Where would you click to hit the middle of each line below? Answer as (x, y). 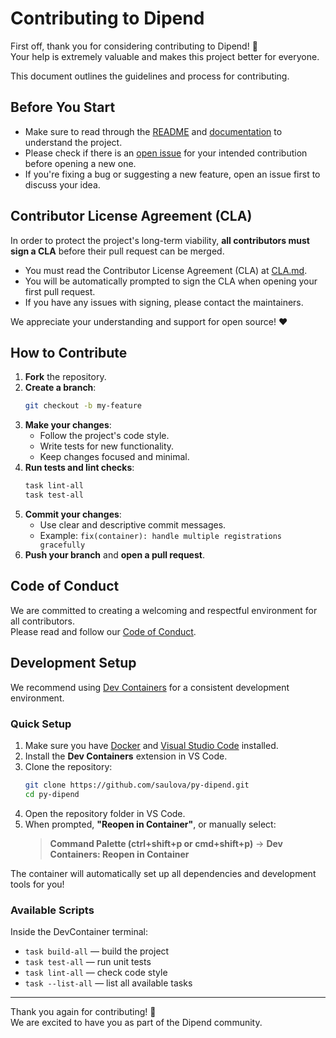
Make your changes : (68, 425)
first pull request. (60, 291)
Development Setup (73, 663)
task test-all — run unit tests (88, 961)
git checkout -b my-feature (83, 406)
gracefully (62, 545)
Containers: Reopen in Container (119, 854)
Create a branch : (60, 388)
